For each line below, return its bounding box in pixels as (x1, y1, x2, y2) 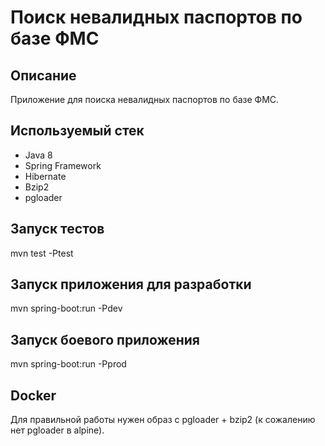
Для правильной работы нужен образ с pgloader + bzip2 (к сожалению (10, 414, 316, 426)
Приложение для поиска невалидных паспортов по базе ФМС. (10, 94, 280, 105)
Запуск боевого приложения (10, 331, 200, 348)
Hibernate (24, 170, 67, 182)
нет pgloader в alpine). (10, 424, 105, 436)
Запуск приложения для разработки (10, 276, 252, 293)
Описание (10, 67, 77, 84)
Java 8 (24, 149, 53, 161)
